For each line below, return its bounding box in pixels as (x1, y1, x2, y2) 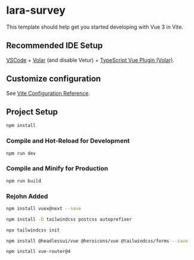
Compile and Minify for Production (6, 165, 109, 173)
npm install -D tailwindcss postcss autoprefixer (6, 216, 133, 222)
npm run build (6, 178, 42, 184)
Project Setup (6, 107, 58, 117)
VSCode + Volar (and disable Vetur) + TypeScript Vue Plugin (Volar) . (6, 56, 175, 63)
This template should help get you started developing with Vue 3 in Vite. (6, 23, 184, 30)
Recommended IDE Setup (6, 41, 103, 51)
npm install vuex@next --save (6, 205, 82, 212)
